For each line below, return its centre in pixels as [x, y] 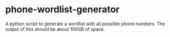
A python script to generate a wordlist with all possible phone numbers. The [85, 24]
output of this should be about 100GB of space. [55, 29]
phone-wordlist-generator [62, 10]
